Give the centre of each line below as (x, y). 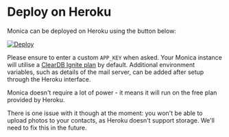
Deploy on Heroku (59, 12)
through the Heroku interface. (49, 79)
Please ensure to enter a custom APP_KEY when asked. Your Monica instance (115, 57)
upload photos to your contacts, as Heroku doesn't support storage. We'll (111, 120)
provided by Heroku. (36, 99)
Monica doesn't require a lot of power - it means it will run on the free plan (112, 92)
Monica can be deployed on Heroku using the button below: (92, 31)
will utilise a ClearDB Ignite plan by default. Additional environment (101, 64)
